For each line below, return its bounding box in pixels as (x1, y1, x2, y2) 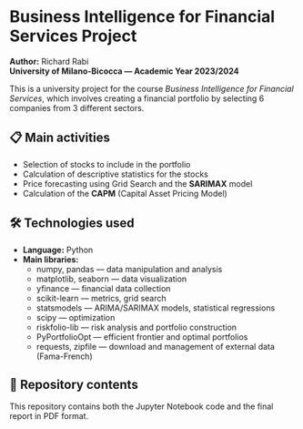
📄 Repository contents (9, 376, 138, 393)
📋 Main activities (9, 130, 111, 146)
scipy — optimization (35, 312, 116, 322)
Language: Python (22, 244, 94, 255)
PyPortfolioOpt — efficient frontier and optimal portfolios (35, 331, 248, 342)
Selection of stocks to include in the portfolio (22, 158, 191, 169)
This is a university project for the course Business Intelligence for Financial (9, 83, 294, 94)
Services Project (9, 26, 137, 46)
